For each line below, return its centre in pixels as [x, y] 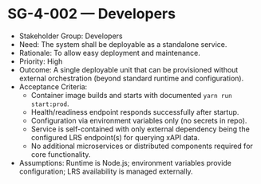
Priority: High [41, 61]
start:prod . [50, 104]
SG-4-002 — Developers [92, 14]
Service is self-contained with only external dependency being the [140, 129]
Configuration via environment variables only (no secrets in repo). [139, 120]
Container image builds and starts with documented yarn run [131, 95]
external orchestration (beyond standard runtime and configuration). [131, 78]
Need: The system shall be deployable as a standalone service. [123, 44]
